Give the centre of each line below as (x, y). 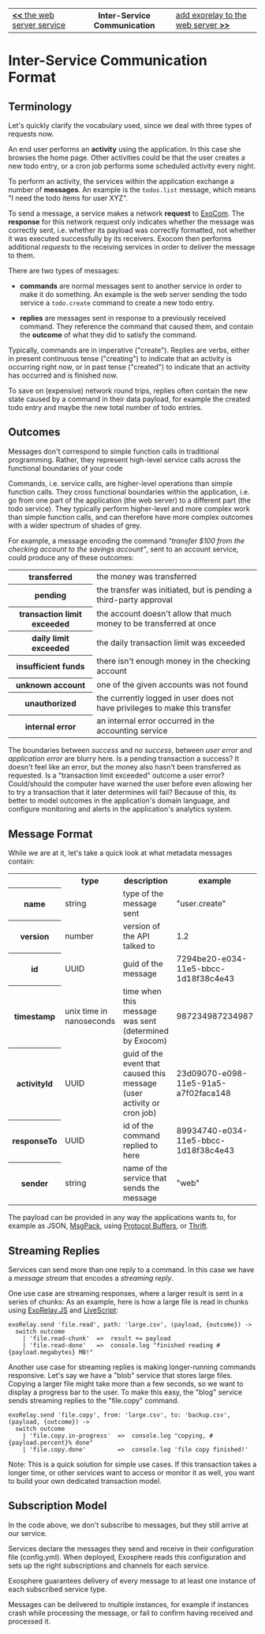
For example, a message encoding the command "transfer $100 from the (127, 540)
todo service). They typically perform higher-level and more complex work (129, 508)
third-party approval (135, 600)
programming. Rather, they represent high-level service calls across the (125, 459)
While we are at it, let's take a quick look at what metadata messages (120, 853)
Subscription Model (58, 1506)
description (146, 881)
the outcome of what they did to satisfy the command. (108, 335)
